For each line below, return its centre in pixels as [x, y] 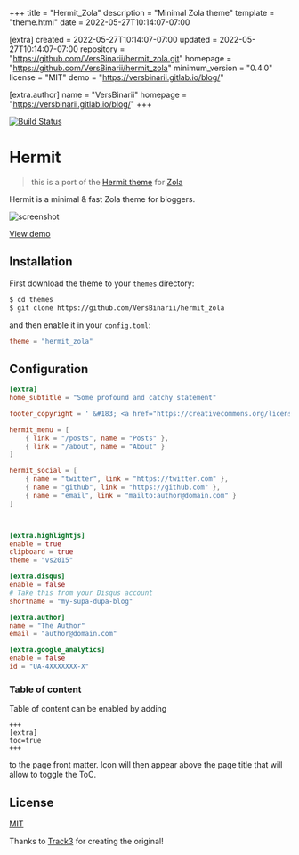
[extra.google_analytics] [57, 650]
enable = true [36, 544]
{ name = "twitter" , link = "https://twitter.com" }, [127, 479]
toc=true [25, 741]
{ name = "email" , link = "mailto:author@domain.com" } [131, 495]
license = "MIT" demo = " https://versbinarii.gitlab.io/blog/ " [117, 77]
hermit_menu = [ [39, 430]
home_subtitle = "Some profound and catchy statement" [113, 398]
